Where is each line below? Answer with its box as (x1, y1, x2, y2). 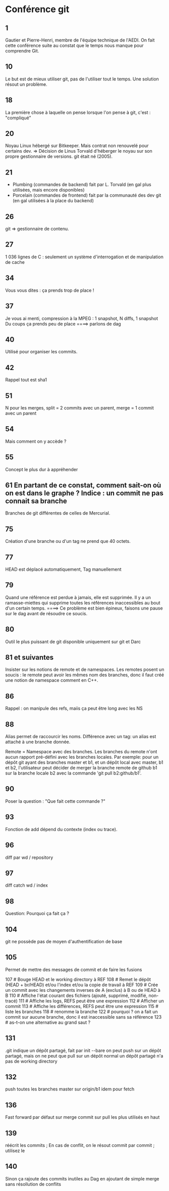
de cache (5, 259, 25, 265)
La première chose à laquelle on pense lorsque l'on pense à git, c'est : (5, 109, 151, 115)
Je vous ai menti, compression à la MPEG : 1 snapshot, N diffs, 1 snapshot (5, 315, 158, 322)
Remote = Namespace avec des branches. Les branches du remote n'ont (5, 749, 157, 755)
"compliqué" (5, 115, 31, 121)
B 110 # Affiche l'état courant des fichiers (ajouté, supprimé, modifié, (5, 992, 148, 998)
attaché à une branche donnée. (5, 739, 71, 745)
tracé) (5, 997, 18, 1004)
